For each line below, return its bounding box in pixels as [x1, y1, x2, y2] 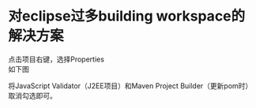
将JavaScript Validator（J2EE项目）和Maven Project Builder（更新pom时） [8, 80, 253, 91]
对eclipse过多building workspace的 [8, 7, 246, 25]
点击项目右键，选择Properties [8, 54, 105, 64]
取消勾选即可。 [8, 91, 57, 100]
